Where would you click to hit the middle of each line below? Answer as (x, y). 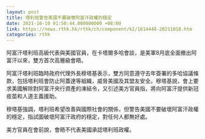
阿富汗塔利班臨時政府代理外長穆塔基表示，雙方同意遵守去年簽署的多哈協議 (100, 73)
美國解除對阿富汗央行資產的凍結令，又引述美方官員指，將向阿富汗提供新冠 (105, 88)
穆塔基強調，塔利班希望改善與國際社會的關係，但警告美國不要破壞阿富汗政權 (103, 109)
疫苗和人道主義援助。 (33, 96)
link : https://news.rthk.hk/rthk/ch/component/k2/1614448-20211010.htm (99, 29)
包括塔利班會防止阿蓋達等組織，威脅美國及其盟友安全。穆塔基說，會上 (105, 81)
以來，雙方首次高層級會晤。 (52, 60)
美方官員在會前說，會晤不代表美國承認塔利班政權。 (70, 130)
